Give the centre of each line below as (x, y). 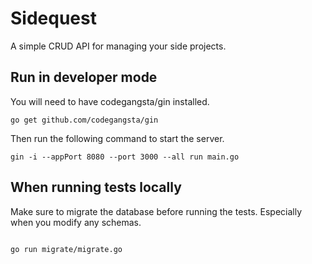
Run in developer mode (84, 77)
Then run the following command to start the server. (117, 138)
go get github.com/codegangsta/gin (84, 120)
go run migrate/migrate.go (66, 249)
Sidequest (53, 18)
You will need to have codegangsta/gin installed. (110, 101)
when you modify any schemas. (76, 222)
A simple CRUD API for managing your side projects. (118, 46)
